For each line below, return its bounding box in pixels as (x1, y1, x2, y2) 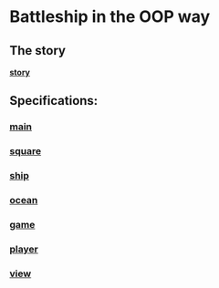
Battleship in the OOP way (9, 6, 211, 27)
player (9, 242, 38, 255)
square (9, 145, 42, 158)
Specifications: (9, 93, 99, 108)
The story (9, 43, 67, 58)
